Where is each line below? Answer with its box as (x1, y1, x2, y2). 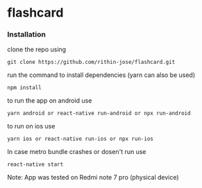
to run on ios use (7, 122, 56, 130)
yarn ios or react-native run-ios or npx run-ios (7, 135, 154, 143)
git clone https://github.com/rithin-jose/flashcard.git (7, 59, 176, 66)
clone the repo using (7, 45, 67, 53)
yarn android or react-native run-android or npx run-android (7, 110, 191, 117)
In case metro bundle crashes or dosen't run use (7, 148, 146, 156)
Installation (7, 30, 47, 40)
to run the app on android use (7, 96, 92, 105)
